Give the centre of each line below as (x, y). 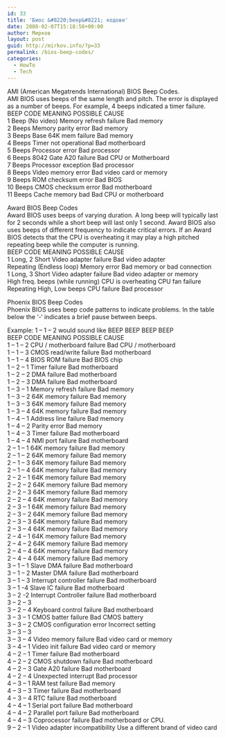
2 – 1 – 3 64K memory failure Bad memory (67, 462)
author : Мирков (29, 33)
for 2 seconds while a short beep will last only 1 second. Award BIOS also (111, 222)
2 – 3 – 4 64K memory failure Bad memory (67, 529)
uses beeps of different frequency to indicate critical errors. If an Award (109, 230)
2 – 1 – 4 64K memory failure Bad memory (67, 470)
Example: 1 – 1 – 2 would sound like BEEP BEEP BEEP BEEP (91, 330)
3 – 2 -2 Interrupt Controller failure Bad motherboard (82, 595)
